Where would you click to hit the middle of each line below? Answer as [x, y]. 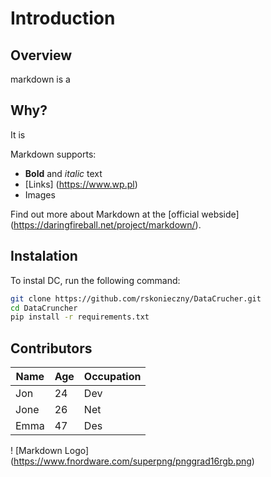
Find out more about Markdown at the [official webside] [125, 214]
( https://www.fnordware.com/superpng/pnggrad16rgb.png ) [132, 461]
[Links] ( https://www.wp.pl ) [81, 184]
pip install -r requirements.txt [80, 317]
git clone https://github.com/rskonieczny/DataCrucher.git [136, 298]
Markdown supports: [53, 154]
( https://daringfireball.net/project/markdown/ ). [106, 224]
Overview [41, 55]
